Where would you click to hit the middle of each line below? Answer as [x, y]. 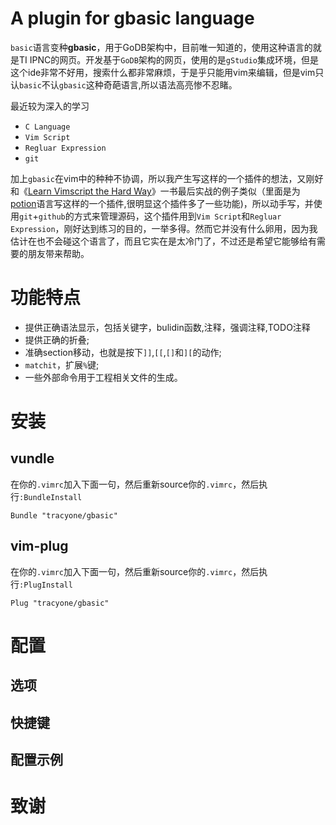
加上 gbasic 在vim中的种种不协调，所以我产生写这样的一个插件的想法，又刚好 [167, 178]
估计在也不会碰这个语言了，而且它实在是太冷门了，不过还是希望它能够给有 [163, 241]
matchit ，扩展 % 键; [62, 364]
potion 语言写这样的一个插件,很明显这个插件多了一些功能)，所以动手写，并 [162, 203]
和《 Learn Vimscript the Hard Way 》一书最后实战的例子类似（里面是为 [155, 191]
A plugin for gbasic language [132, 18]
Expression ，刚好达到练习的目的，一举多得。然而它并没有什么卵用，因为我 [164, 228]
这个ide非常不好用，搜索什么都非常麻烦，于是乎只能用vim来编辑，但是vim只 [167, 72]
